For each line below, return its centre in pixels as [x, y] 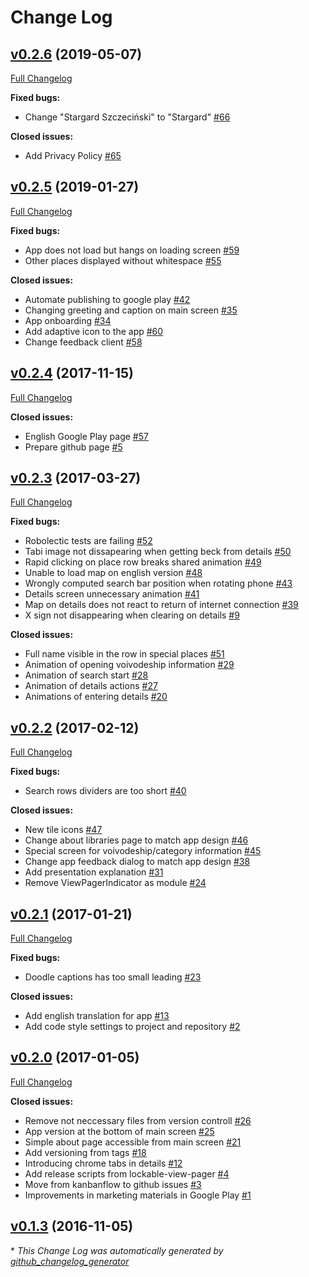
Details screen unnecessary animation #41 [112, 594]
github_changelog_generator [70, 1261]
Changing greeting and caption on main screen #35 [131, 310]
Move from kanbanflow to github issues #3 [113, 1184]
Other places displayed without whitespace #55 [123, 260]
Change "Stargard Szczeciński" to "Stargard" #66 [127, 117]
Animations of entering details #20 [96, 697]
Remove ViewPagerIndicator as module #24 [115, 883]
